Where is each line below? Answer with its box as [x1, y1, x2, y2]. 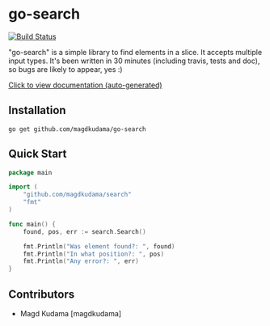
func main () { [8, 220, 57, 228]
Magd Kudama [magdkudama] [19, 309, 122, 318]
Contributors [8, 287, 75, 301]
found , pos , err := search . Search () [23, 227, 147, 235]
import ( [8, 183, 38, 191]
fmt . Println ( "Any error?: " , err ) [23, 257, 139, 265]
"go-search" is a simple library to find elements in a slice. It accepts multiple [8, 47, 263, 57]
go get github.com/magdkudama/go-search [8, 125, 147, 133]
